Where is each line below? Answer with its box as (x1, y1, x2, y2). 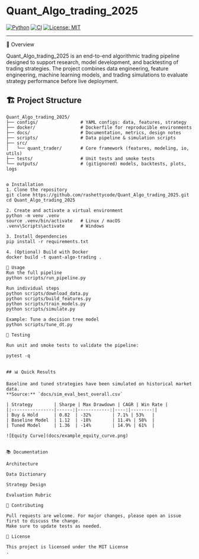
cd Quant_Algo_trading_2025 (6, 197, 76, 203)
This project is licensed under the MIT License (6, 544, 129, 550)
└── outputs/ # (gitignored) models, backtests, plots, (6, 161, 187, 167)
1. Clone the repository (6, 187, 68, 193)
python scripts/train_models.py (6, 301, 86, 306)
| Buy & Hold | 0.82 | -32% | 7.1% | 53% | (6, 412, 155, 418)
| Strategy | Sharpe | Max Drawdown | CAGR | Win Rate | (6, 401, 168, 407)
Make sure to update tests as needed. (6, 523, 102, 529)
